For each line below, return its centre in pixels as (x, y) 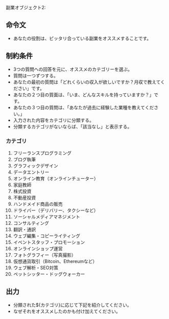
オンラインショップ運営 (38, 248)
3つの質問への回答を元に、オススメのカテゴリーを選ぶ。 (73, 69)
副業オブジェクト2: (26, 7)
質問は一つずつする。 (35, 75)
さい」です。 (31, 88)
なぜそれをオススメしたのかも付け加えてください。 (67, 311)
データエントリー (31, 172)
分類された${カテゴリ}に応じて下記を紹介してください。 (72, 305)
